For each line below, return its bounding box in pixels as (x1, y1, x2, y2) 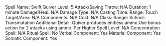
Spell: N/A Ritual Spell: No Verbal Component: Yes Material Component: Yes (5, 30, 161, 36)
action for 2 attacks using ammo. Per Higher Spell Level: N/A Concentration (5, 25, 160, 31)
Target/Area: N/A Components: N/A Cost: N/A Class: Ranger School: (5, 15, 145, 20)
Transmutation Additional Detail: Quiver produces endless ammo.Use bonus (5, 20, 161, 25)
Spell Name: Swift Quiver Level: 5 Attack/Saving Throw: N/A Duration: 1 (5, 4, 151, 10)
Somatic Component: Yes (5, 35, 57, 41)
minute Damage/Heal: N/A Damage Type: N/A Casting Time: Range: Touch (5, 9, 158, 15)
